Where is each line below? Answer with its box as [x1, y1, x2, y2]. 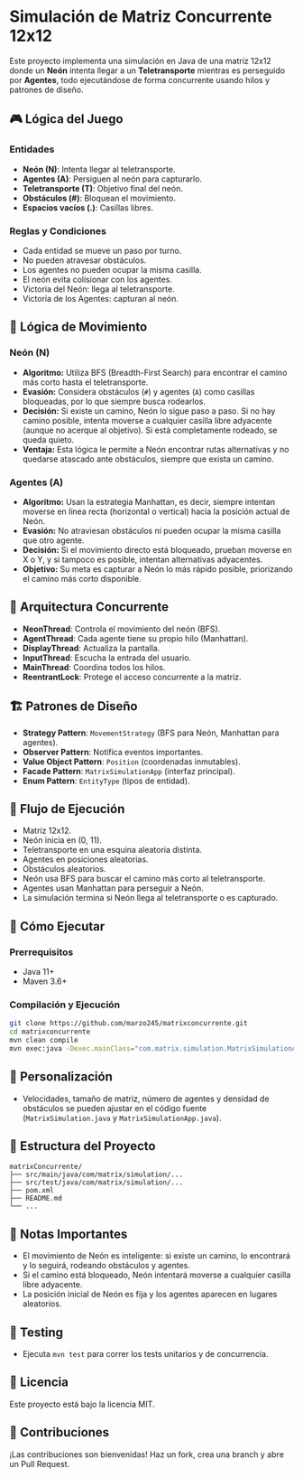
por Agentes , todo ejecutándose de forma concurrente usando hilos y [9, 74, 271, 85]
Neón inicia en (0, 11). [22, 835, 102, 846]
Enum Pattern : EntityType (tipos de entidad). [22, 775, 190, 786]
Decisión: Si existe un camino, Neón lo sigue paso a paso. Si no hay [22, 405, 276, 416]
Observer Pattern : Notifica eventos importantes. [22, 746, 204, 757]
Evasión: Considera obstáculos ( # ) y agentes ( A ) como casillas [22, 386, 255, 397]
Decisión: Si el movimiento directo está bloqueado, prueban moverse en [22, 544, 292, 555]
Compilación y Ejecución [9, 998, 120, 1011]
